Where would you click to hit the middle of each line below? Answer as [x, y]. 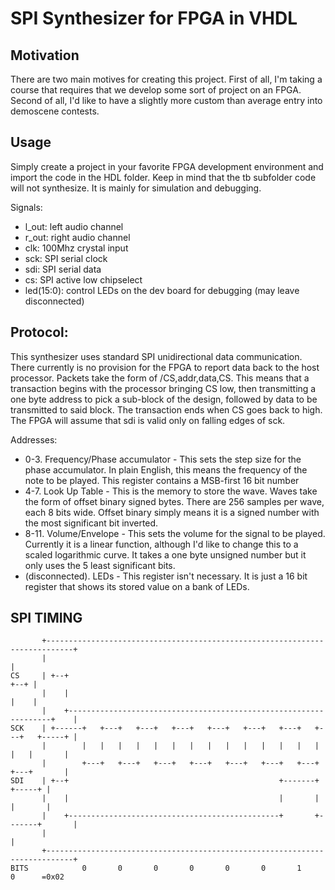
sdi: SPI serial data [63, 269]
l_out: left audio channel [74, 226]
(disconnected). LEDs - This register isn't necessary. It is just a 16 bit [166, 576]
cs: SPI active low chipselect [83, 279]
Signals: [26, 207]
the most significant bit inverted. [91, 523]
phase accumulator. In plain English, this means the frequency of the [166, 469]
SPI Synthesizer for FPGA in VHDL [154, 18]
